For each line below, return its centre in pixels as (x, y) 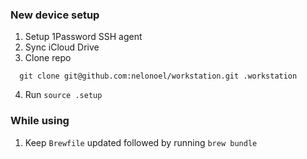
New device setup (55, 15)
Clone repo (48, 58)
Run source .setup (63, 95)
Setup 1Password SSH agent (83, 37)
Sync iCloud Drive (62, 47)
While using (40, 121)
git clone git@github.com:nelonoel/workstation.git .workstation (158, 76)
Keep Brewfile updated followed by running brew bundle (141, 142)
